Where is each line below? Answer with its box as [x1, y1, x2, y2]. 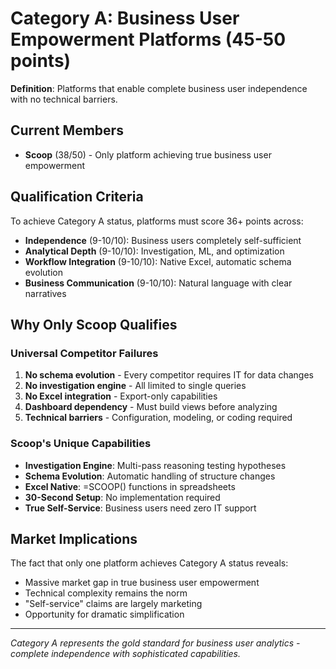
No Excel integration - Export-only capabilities [24, 390, 218, 402]
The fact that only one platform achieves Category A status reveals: [10, 557, 289, 569]
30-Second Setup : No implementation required [24, 491, 221, 503]
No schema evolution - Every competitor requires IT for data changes [24, 369, 314, 381]
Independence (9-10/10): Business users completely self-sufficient [24, 234, 302, 246]
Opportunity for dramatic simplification [24, 608, 185, 621]
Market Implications [10, 530, 138, 547]
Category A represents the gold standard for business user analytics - [10, 637, 301, 649]
